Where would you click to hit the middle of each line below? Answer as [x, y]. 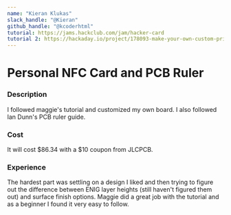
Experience [26, 167]
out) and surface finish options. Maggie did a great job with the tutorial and [113, 197]
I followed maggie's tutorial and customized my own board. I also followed [112, 109]
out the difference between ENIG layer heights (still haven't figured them [110, 190]
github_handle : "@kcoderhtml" [51, 26]
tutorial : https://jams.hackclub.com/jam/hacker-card [86, 33]
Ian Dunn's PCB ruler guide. [46, 117]
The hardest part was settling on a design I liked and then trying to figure [110, 182]
